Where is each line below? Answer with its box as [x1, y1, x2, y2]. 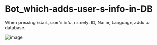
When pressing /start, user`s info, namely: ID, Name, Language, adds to [5, 20, 150, 25]
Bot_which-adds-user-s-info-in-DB [5, 3, 153, 15]
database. [5, 24, 26, 30]
